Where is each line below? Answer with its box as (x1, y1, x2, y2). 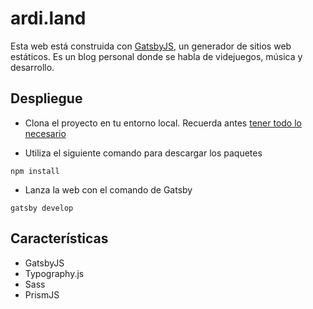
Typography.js (24, 267, 85, 279)
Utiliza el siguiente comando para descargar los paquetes (24, 147, 263, 159)
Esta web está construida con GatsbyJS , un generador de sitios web (10, 40, 292, 52)
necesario (24, 127, 67, 139)
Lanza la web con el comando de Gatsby (24, 183, 193, 196)
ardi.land (10, 7, 87, 30)
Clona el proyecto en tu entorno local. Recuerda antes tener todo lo (24, 117, 302, 129)
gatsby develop (10, 203, 74, 213)
